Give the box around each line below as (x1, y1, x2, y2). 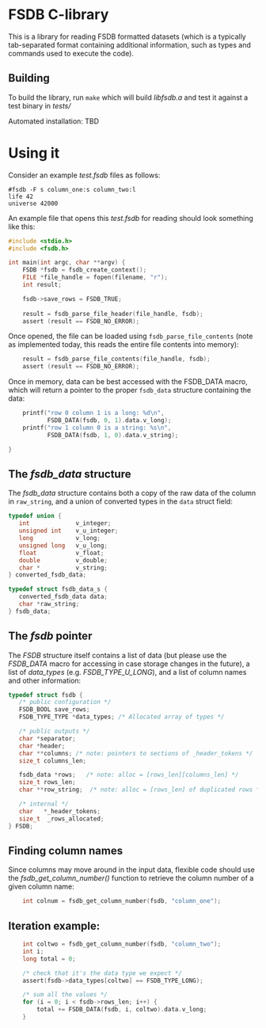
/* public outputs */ (18, 727, 90, 736)
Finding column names (8, 843, 123, 857)
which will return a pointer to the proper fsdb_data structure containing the (8, 386, 252, 395)
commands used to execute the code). (8, 48, 135, 58)
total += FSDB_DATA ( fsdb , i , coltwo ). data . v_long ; (36, 1006, 207, 1014)
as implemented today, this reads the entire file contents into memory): (8, 340, 239, 349)
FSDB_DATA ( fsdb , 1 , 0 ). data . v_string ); (47, 431, 179, 439)
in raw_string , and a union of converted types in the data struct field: (8, 497, 234, 506)
